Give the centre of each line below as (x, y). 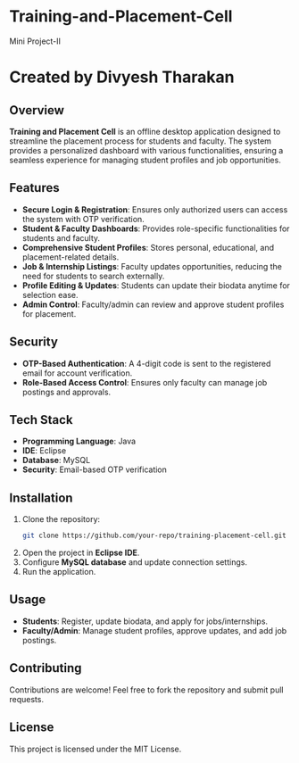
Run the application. (59, 572)
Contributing (46, 668)
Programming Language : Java (79, 441)
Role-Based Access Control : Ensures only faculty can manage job (145, 382)
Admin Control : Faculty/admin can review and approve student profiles (153, 304)
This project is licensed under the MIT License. (96, 749)
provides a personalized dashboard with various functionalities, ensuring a (146, 150)
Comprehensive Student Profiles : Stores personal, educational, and (148, 247)
